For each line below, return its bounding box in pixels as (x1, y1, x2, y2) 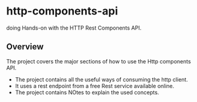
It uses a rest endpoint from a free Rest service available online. (15, 82, 175, 89)
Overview (6, 42, 44, 52)
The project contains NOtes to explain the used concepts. (15, 89, 159, 96)
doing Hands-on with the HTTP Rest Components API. (6, 24, 142, 31)
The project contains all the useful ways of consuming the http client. (15, 75, 188, 83)
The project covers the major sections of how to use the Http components (6, 57, 191, 65)
